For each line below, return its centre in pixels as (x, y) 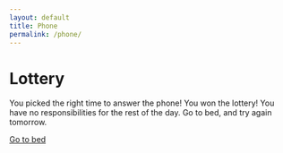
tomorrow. (28, 123)
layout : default (39, 17)
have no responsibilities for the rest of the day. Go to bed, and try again (141, 113)
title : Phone (34, 26)
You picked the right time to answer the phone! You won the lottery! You (142, 103)
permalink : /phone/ (46, 34)
